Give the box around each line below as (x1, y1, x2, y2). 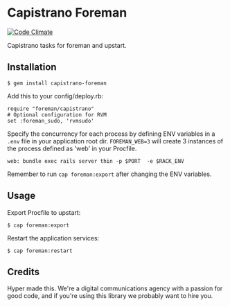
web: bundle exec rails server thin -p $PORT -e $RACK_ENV (7, 157, 185, 164)
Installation (7, 61, 57, 73)
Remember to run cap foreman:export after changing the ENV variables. (7, 170, 212, 178)
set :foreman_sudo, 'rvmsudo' (7, 117, 95, 124)
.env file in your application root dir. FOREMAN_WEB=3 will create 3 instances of (7, 137, 224, 145)
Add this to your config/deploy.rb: (7, 91, 104, 100)
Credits (7, 265, 40, 278)
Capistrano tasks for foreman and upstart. (7, 41, 127, 49)
